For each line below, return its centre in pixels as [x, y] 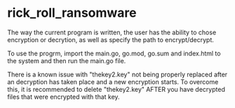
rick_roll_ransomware [72, 13]
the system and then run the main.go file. [67, 60]
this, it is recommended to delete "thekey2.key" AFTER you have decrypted [116, 89]
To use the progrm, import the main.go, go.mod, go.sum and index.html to [114, 53]
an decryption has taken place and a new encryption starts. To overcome [113, 81]
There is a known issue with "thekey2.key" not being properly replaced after [117, 74]
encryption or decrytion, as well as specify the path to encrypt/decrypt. [110, 39]
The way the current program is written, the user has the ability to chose [112, 32]
